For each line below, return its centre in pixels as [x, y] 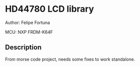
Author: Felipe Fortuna [28, 22]
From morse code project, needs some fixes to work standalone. [70, 59]
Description [23, 47]
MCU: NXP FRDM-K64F [29, 32]
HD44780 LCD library [50, 9]
